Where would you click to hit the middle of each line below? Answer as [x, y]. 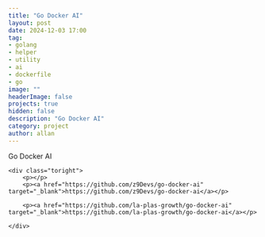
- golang [23, 45]
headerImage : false [40, 97]
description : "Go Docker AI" [56, 119]
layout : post [30, 23]
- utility [25, 60]
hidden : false [32, 112]
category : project [38, 126]
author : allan [32, 133]
